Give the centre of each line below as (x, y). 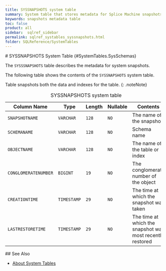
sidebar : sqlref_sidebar (32, 33)
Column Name (30, 107)
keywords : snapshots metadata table (43, 19)
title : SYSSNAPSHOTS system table (41, 10)
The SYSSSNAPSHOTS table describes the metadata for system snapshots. (78, 65)
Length (94, 107)
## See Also (18, 253)
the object (144, 182)
